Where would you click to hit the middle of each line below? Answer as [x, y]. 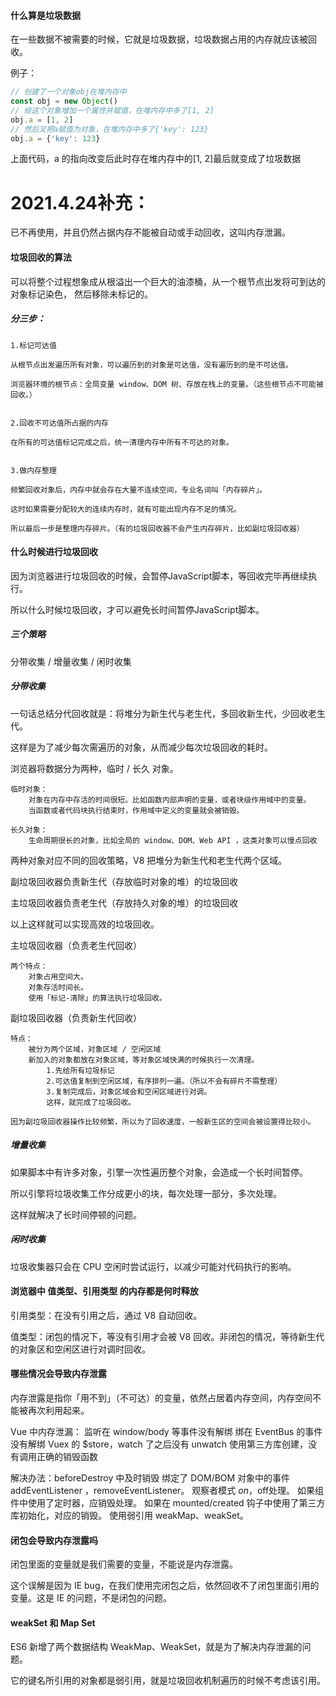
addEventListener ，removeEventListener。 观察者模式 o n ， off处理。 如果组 [167, 1491]
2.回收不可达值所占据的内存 [60, 423]
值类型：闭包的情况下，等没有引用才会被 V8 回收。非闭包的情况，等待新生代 [167, 1336]
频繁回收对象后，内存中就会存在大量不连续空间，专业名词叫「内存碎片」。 [139, 490]
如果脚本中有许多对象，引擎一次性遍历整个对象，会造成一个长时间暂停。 [159, 1172]
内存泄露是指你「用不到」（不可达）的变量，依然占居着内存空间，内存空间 [161, 1398]
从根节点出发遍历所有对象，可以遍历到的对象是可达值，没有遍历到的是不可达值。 [151, 365]
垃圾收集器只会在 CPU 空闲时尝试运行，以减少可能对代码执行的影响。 [153, 1266]
